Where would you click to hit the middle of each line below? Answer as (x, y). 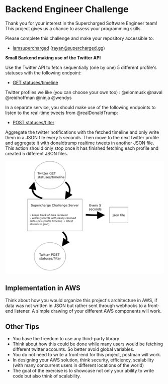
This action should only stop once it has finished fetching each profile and (82, 148)
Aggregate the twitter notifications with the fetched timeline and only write (82, 132)
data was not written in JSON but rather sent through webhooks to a (76, 306)
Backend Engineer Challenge (67, 9)
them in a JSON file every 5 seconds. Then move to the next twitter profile (82, 137)
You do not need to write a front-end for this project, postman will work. (87, 355)
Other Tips (22, 326)
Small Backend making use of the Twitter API (53, 58)
